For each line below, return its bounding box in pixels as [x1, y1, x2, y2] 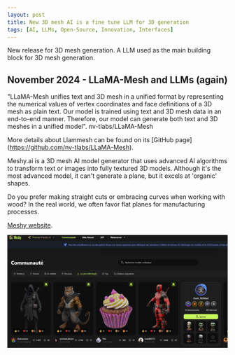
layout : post [7, 11, 45, 18]
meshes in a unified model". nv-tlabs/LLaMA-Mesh [7, 123, 154, 131]
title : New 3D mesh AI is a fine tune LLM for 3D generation [7, 18, 190, 26]
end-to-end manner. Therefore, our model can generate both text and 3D [7, 115, 218, 123]
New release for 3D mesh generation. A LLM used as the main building [7, 46, 211, 55]
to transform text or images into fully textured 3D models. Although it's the [7, 165, 222, 173]
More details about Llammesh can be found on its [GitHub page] [7, 136, 192, 144]
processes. [7, 207, 40, 216]
